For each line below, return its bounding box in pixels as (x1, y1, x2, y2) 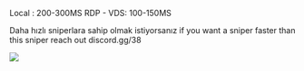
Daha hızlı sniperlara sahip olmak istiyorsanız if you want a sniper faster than (9, 25, 296, 35)
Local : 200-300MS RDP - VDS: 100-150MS (9, 8, 172, 18)
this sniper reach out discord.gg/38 (9, 35, 142, 45)
